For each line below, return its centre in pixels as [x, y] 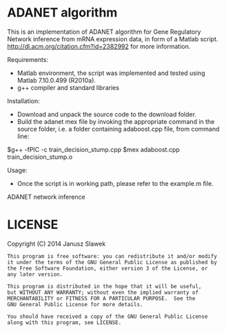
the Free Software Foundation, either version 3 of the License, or [107, 268]
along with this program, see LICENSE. [64, 322]
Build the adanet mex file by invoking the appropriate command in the [116, 121]
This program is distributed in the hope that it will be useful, [104, 286]
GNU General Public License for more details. [75, 304]
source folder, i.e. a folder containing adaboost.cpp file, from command [118, 129]
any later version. [35, 274]
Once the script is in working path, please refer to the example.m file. [115, 183]
